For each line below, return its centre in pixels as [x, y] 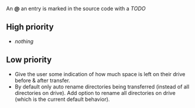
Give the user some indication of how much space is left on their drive [100, 74]
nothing [24, 41]
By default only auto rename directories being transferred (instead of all [102, 86]
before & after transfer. [42, 80]
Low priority [29, 60]
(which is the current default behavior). [62, 99]
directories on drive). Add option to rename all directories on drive [95, 93]
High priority [30, 27]
